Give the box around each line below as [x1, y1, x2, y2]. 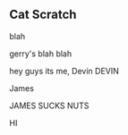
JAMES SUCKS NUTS [9, 100, 90, 111]
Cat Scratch [9, 7, 77, 22]
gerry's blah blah [9, 48, 73, 59]
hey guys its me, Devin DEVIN [9, 65, 119, 76]
